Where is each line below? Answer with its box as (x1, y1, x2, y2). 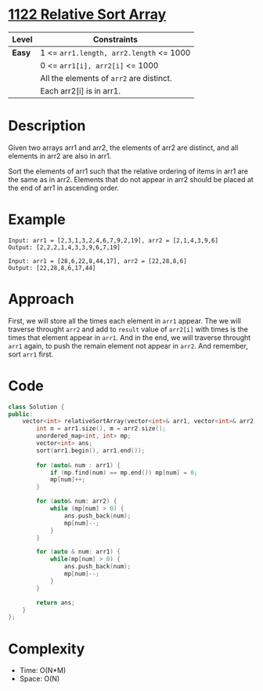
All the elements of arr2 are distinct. (40, 72, 172, 83)
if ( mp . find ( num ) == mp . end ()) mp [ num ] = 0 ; (49, 469, 198, 477)
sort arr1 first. (8, 349, 54, 359)
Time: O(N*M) (19, 666, 67, 675)
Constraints (92, 34, 139, 45)
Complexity (8, 640, 85, 657)
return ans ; (36, 598, 76, 606)
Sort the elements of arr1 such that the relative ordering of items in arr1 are (8, 166, 249, 176)
